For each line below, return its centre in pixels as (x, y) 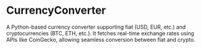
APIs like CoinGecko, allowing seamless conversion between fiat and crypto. (101, 39)
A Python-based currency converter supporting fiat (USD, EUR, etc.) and (96, 27)
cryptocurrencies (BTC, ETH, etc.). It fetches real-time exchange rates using (100, 33)
